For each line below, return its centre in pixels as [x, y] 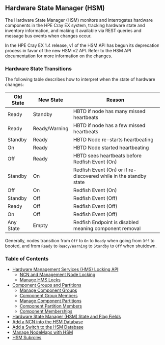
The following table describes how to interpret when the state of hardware [80, 79]
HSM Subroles [27, 338]
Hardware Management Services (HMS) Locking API [65, 269]
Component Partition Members [51, 306]
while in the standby [123, 176]
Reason [115, 100]
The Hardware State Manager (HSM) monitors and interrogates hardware [79, 20]
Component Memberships [46, 311]
